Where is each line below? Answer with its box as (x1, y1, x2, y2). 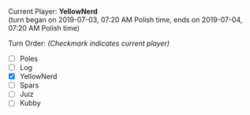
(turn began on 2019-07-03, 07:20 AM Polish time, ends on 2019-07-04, (8, 15, 243, 24)
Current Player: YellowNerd (8, 7, 99, 16)
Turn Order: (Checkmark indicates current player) (8, 39, 170, 48)
